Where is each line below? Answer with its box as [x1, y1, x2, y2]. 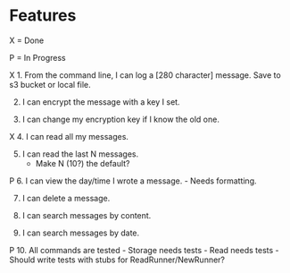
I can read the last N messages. [21, 149, 139, 159]
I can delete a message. [21, 192, 111, 203]
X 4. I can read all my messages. [9, 131, 129, 141]
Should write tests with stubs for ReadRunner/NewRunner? [9, 254, 226, 265]
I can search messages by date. [21, 227, 140, 238]
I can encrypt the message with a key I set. [21, 96, 180, 107]
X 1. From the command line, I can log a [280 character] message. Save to [9, 69, 281, 81]
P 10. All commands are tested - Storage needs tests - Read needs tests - [9, 244, 279, 255]
